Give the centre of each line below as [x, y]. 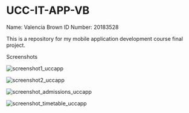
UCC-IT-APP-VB [48, 11]
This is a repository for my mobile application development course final [94, 38]
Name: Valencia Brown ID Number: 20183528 [62, 27]
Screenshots [22, 56]
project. [16, 45]
